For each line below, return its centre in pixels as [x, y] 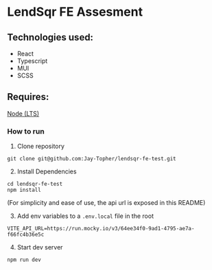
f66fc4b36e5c [26, 235]
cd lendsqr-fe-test [35, 184]
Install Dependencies [47, 171]
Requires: [28, 97]
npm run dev [24, 260]
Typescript [32, 61]
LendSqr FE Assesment [75, 12]
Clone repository [41, 146]
